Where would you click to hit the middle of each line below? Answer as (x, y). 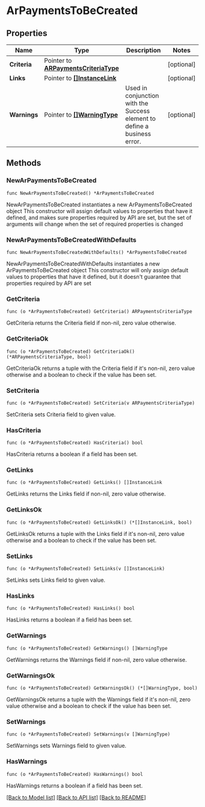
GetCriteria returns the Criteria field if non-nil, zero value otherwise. (92, 323)
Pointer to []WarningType (81, 115)
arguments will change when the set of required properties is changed (95, 224)
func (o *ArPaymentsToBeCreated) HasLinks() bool (71, 609)
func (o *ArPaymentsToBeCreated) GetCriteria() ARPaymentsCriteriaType (99, 312)
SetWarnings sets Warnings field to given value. (67, 746)
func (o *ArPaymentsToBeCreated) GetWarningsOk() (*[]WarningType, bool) (102, 688)
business (138, 134)
